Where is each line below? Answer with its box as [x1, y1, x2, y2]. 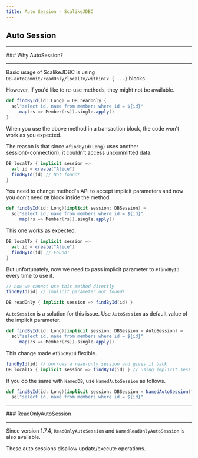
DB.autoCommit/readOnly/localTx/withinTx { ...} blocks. [6, 75, 147, 82]
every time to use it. [6, 272, 54, 279]
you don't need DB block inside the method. [6, 194, 111, 201]
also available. [6, 434, 41, 441]
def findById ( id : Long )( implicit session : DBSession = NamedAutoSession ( [6, 388, 192, 395]
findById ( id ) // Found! [11, 249, 70, 255]
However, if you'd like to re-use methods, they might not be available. [6, 86, 175, 93]
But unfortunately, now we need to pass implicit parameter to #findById [6, 265, 180, 272]
